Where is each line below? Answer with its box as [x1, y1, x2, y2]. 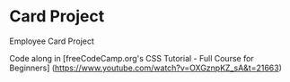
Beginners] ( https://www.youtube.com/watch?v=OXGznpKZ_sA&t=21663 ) [9, 62, 283, 73]
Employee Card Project [9, 36, 94, 46]
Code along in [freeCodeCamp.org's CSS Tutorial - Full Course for [9, 53, 254, 63]
